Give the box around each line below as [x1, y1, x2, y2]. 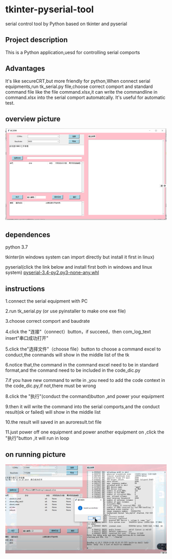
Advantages [5, 64, 45, 73]
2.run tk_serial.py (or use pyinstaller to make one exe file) [5, 308, 126, 314]
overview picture [5, 114, 61, 123]
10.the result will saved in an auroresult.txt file [5, 418, 102, 425]
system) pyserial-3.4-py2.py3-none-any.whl [5, 269, 99, 276]
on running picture [5, 450, 66, 459]
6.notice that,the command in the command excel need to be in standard [5, 361, 159, 368]
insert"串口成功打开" [5, 335, 49, 341]
